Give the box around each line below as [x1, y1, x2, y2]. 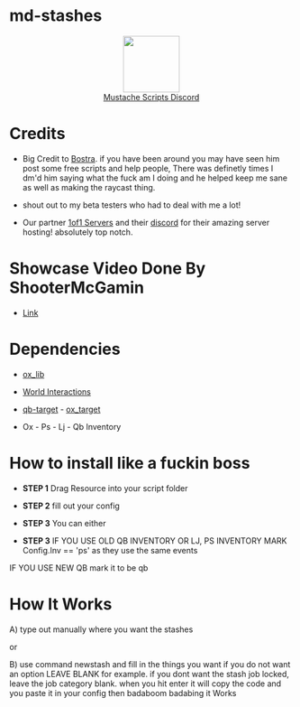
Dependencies [9, 340, 121, 359]
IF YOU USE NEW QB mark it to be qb [9, 562, 149, 573]
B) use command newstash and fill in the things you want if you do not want [9, 658, 291, 669]
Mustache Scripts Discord [103, 91, 200, 102]
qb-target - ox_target [22, 404, 101, 414]
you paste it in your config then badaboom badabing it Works [9, 687, 237, 698]
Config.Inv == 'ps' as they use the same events [22, 544, 198, 555]
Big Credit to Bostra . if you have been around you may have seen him [22, 153, 280, 163]
